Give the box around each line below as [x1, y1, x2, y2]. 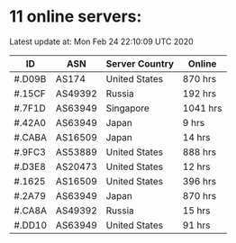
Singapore [105, 102, 150, 114]
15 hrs [182, 204, 211, 217]
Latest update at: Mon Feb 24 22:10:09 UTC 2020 [9, 36, 194, 47]
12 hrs [182, 160, 211, 173]
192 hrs [182, 87, 217, 100]
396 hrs [182, 175, 217, 187]
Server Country [105, 57, 174, 69]
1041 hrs [182, 102, 222, 114]
